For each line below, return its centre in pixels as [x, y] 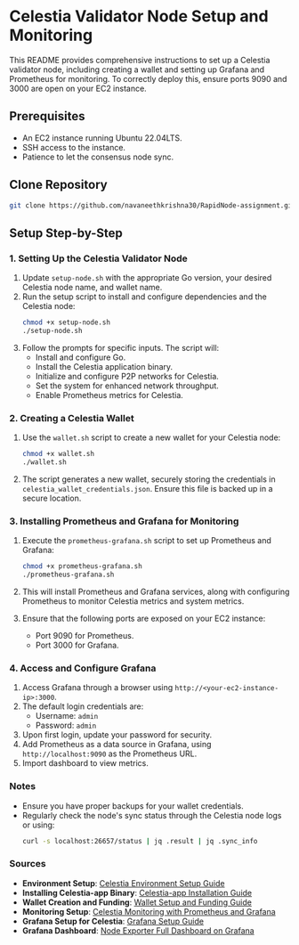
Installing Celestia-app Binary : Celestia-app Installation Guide [137, 892]
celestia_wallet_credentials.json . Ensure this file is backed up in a [147, 488]
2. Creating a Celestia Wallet [72, 418]
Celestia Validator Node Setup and [139, 16]
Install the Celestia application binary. [104, 366]
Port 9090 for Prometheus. [85, 635]
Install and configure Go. [81, 357]
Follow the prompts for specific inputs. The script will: [121, 347]
